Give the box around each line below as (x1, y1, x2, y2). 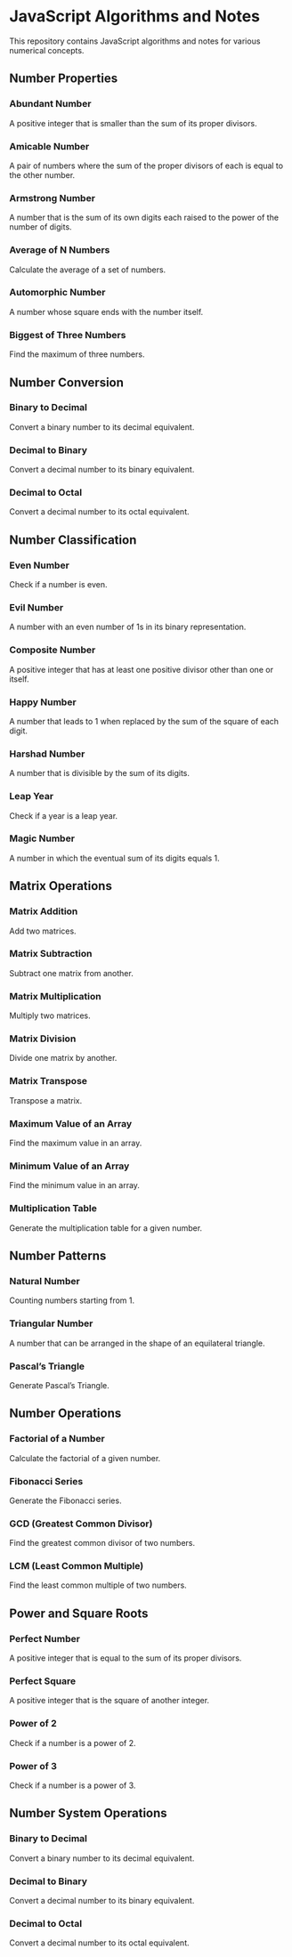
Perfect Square (9, 1675, 77, 1687)
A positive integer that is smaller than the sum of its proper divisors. (9, 117, 257, 128)
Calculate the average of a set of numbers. (9, 264, 166, 275)
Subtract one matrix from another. (9, 967, 134, 978)
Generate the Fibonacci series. (9, 1495, 122, 1506)
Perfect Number (9, 1632, 80, 1645)
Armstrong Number (9, 191, 96, 204)
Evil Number (9, 602, 64, 613)
